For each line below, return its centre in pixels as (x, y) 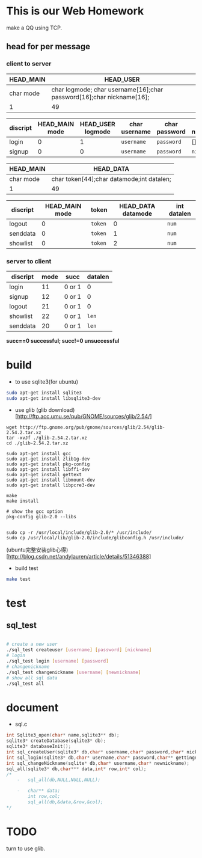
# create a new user (32, 645)
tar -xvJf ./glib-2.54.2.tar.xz (47, 438)
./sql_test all (25, 684)
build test (26, 568)
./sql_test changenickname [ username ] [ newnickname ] (74, 672)
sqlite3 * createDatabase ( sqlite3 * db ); (56, 741)
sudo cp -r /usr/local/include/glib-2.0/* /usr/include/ (79, 532)
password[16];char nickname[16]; (100, 97)
